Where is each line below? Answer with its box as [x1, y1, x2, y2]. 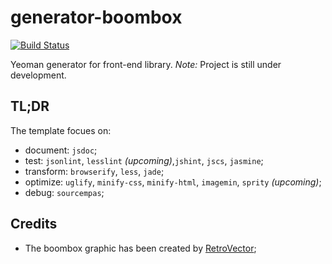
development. [10, 69, 67, 81]
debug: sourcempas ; [24, 186, 105, 198]
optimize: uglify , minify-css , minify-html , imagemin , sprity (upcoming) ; [24, 176, 322, 188]
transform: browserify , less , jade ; [24, 165, 165, 177]
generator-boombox [10, 6, 183, 29]
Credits [10, 216, 58, 233]
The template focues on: [10, 124, 112, 136]
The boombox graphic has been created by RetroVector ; [24, 242, 257, 254]
